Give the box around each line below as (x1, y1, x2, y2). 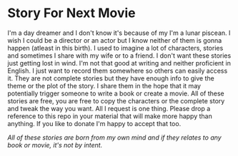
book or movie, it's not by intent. (7, 140, 103, 149)
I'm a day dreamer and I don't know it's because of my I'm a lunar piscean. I (7, 28, 231, 37)
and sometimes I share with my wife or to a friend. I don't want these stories (7, 51, 232, 60)
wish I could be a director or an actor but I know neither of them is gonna (7, 36, 222, 44)
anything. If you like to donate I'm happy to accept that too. (7, 119, 182, 128)
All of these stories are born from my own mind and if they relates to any (7, 133, 222, 142)
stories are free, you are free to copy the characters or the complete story (7, 96, 225, 105)
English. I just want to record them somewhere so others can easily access (7, 66, 228, 75)
